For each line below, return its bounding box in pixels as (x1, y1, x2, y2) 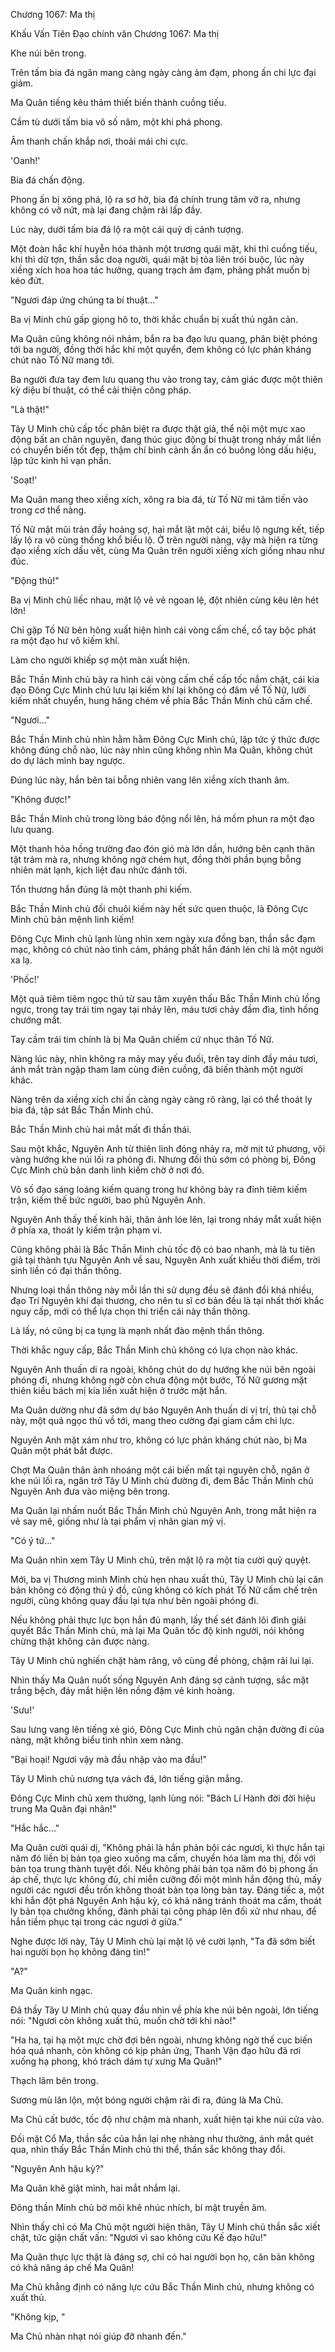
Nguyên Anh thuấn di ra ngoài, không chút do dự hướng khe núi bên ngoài (10, 1364, 316, 1375)
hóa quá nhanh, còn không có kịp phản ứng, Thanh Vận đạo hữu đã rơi (10, 2045, 302, 2056)
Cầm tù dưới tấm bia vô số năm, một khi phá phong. (10, 116, 223, 128)
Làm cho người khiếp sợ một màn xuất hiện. (10, 654, 190, 666)
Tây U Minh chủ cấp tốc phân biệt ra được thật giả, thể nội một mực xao (10, 423, 306, 434)
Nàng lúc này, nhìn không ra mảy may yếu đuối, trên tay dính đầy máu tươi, (10, 1053, 318, 1064)
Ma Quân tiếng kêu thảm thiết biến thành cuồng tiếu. (10, 97, 227, 108)
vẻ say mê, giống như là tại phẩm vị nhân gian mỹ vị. (10, 1515, 227, 1527)
